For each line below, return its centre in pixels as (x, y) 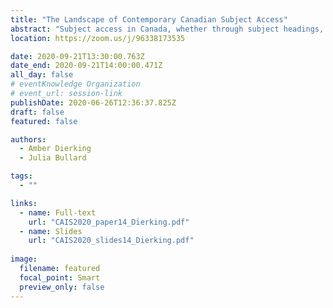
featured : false (44, 121)
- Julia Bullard (53, 158)
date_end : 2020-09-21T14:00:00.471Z (86, 66)
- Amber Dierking (55, 149)
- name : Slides (51, 231)
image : (24, 259)
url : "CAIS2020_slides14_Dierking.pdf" (111, 241)
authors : (28, 139)
